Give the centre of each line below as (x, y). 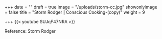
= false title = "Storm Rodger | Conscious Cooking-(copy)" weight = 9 (75, 12)
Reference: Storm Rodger (30, 31)
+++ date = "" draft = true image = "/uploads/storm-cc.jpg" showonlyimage (81, 7)
